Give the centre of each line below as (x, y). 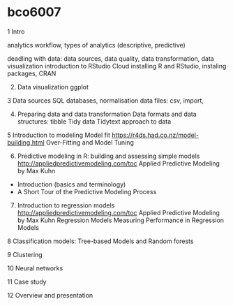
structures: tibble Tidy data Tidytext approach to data (94, 121)
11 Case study (27, 282)
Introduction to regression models (66, 205)
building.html (26, 142)
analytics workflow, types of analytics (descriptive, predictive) (97, 45)
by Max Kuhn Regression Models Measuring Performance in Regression (121, 220)
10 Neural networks (35, 268)
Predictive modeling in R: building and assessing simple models (108, 156)
